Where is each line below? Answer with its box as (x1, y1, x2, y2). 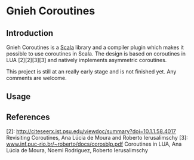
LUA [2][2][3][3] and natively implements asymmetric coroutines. (6, 57, 167, 63)
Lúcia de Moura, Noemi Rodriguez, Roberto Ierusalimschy (6, 147, 148, 154)
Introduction (6, 28, 54, 38)
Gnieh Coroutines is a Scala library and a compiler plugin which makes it (6, 44, 184, 51)
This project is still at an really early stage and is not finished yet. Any (6, 68, 177, 75)
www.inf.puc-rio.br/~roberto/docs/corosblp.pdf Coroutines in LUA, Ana (6, 140, 182, 147)
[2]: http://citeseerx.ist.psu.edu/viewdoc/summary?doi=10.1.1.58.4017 (6, 128, 176, 135)
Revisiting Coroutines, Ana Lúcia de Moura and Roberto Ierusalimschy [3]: (6, 134, 188, 141)
